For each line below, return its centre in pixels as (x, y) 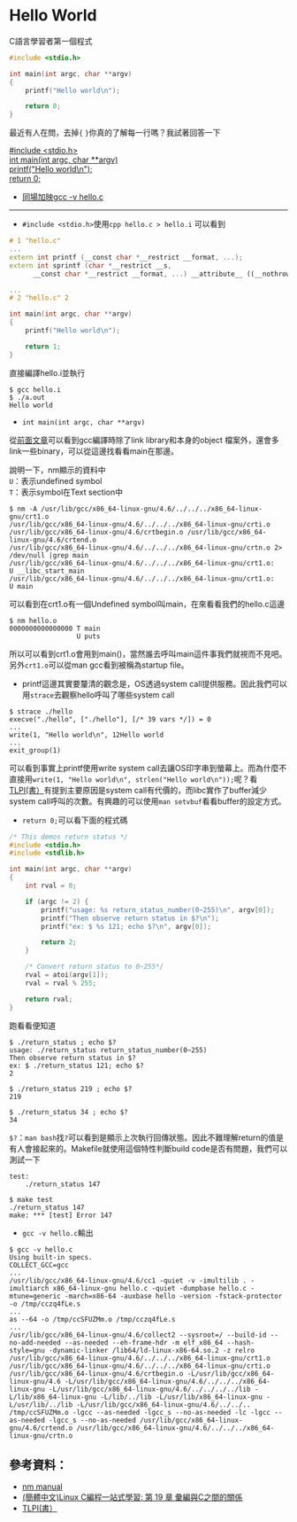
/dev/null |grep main (49, 555)
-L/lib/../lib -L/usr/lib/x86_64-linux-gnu (182, 1397)
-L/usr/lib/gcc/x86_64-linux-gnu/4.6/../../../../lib (149, 1389)
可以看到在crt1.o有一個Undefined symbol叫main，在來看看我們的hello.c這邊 (147, 604)
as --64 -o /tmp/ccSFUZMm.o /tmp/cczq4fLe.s (92, 1319)
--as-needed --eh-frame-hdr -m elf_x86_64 (144, 1342)
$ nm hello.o (33, 621)
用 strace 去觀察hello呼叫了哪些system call (98, 695)
